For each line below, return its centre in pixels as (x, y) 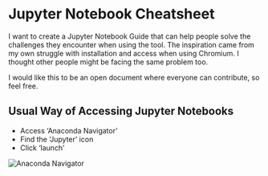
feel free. (23, 86)
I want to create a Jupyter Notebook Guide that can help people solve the (130, 36)
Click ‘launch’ (42, 147)
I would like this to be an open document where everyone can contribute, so (134, 77)
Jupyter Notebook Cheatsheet (112, 14)
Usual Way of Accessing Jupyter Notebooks (121, 111)
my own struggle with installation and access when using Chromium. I (124, 53)
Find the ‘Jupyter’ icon (57, 139)
